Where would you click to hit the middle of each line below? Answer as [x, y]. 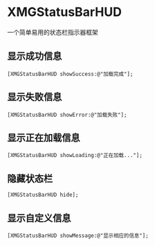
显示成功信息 [35, 56]
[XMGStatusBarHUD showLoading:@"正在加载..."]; [75, 156]
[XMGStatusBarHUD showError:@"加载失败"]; [67, 115]
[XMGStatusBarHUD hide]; [43, 195]
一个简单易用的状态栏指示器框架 [53, 32]
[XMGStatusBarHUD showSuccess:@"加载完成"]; [70, 74]
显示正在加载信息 [44, 137]
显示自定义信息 [39, 218]
